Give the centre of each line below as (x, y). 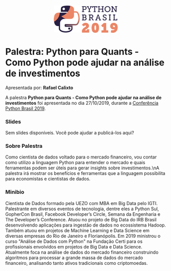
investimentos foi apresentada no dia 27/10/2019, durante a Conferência (82, 103)
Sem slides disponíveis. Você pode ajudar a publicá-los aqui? (70, 133)
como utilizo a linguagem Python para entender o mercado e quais (75, 163)
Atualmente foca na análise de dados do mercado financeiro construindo (82, 252)
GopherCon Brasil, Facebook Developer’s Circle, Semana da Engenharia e (83, 214)
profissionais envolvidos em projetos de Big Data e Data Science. (74, 246)
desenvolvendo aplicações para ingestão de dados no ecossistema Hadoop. (86, 225)
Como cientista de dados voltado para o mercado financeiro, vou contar (81, 157)
